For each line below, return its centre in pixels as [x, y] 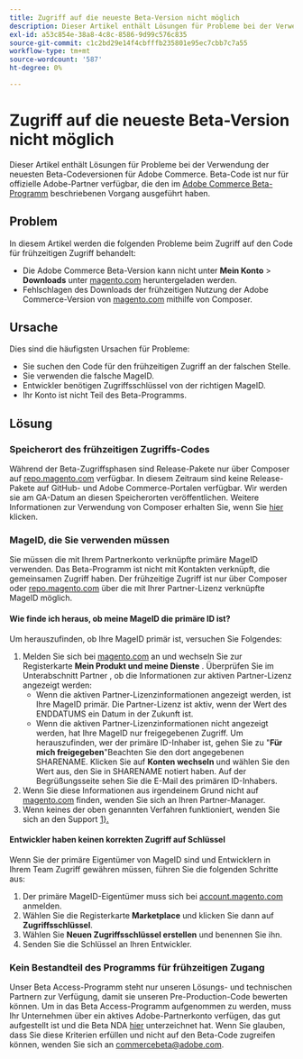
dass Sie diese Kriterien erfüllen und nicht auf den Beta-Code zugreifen [142, 1035]
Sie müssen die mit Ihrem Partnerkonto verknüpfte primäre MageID [134, 560]
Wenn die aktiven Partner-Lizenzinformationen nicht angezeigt [152, 723]
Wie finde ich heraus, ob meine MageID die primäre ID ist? [120, 619]
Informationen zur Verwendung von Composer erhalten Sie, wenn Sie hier [147, 507]
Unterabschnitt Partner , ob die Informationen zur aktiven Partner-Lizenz [157, 675]
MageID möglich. [41, 598]
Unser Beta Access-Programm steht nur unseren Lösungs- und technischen [151, 987]
